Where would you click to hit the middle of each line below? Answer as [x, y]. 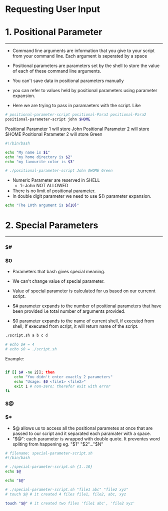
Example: [15, 358]
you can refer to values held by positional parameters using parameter [85, 91]
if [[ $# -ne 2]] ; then [30, 372]
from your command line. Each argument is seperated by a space [80, 56]
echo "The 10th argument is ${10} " [42, 205]
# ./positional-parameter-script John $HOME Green [59, 171]
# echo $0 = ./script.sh [31, 349]
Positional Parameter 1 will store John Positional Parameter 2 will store [77, 129]
